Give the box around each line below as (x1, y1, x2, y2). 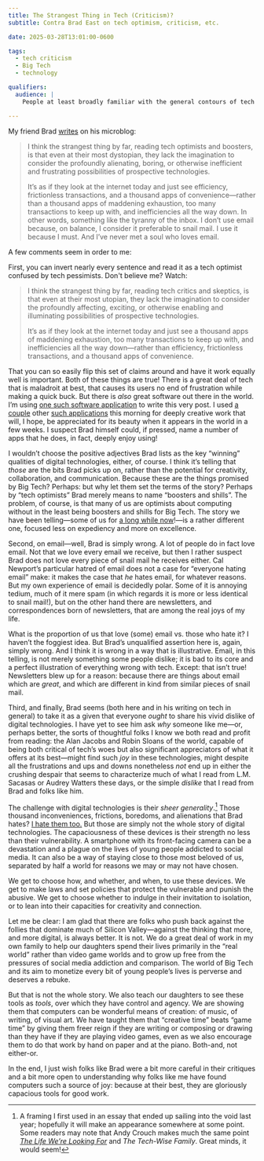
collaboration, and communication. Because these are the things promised (8, 473, 249, 483)
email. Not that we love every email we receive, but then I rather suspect (8, 547, 242, 556)
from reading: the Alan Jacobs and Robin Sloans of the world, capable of (8, 736, 244, 745)
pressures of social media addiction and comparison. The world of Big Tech (8, 958, 254, 968)
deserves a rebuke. (8, 975, 71, 984)
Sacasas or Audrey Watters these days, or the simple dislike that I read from (8, 778, 254, 787)
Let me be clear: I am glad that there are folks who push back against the (8, 917, 245, 926)
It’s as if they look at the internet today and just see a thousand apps (27, 326, 249, 335)
